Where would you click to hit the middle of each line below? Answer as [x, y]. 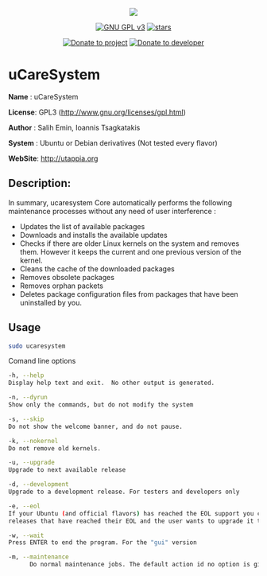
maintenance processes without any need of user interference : [112, 211]
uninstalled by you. [50, 302]
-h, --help [26, 376]
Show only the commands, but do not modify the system [101, 405]
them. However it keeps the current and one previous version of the [130, 251]
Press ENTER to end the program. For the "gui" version [103, 543]
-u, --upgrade [32, 463]
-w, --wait [26, 535]
